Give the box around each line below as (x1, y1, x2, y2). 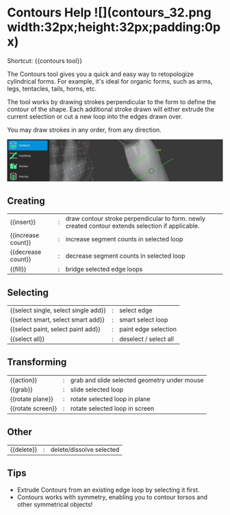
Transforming (7, 357, 67, 368)
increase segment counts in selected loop (65, 235, 183, 243)
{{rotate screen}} (10, 405, 57, 413)
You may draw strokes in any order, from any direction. (7, 125, 162, 134)
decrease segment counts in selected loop (65, 252, 186, 260)
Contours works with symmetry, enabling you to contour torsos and (16, 492, 207, 501)
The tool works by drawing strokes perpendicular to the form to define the (7, 97, 216, 106)
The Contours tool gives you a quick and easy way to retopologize (7, 70, 194, 78)
